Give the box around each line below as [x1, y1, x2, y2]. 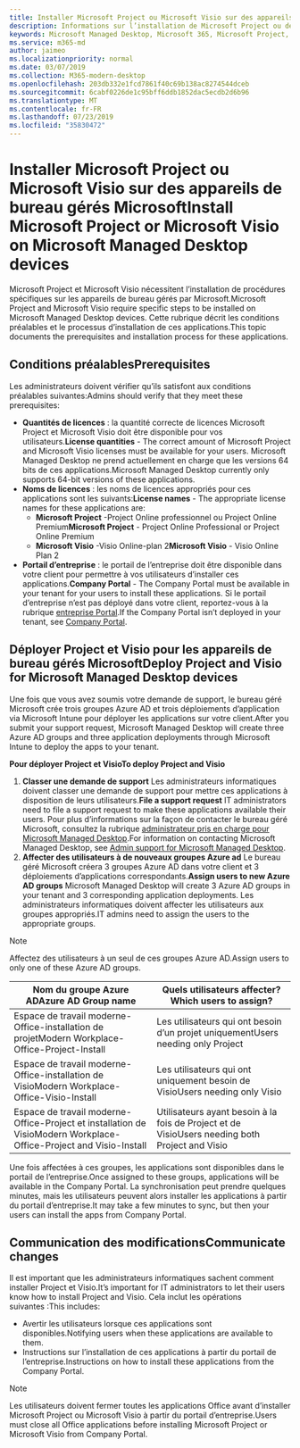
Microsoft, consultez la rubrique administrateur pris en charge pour [21, 823, 270, 834]
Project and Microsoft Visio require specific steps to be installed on [9, 303, 256, 313]
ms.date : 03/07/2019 [9, 63, 87, 72]
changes [9, 1249, 60, 1264]
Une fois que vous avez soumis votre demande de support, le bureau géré [9, 694, 283, 704]
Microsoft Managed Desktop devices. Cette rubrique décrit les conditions [9, 312, 279, 322]
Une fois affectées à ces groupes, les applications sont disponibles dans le [9, 1161, 285, 1172]
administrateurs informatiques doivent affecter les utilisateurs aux [21, 899, 264, 910]
